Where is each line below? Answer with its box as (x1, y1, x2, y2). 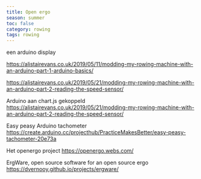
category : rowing (6, 26, 51, 32)
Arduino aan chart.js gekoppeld (6, 97, 86, 105)
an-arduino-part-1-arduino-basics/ (6, 67, 93, 74)
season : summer (6, 15, 45, 21)
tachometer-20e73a (6, 135, 57, 143)
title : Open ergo (6, 9, 51, 15)
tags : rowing (6, 32, 40, 38)
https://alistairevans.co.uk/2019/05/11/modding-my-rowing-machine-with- (6, 61, 194, 68)
